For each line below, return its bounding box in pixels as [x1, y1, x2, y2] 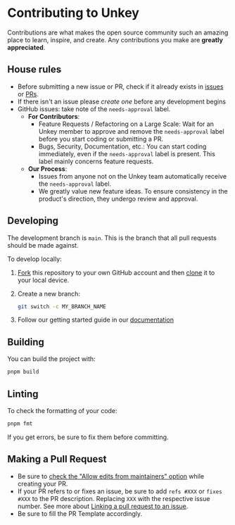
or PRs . [17, 89, 39, 98]
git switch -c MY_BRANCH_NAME [17, 303, 107, 310]
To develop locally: [7, 255, 62, 263]
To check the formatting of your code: [7, 406, 118, 415]
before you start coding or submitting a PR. [38, 134, 164, 143]
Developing [7, 215, 58, 227]
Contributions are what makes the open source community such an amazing [7, 28, 229, 37]
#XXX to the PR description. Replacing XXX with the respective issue [17, 494, 210, 502]
